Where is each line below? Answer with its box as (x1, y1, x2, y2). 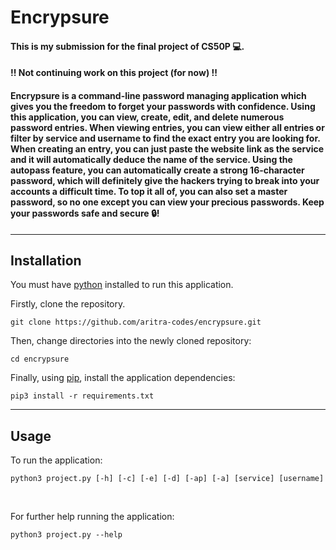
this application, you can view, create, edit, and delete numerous (10, 111, 285, 123)
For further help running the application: (10, 511, 175, 523)
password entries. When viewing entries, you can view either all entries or (10, 121, 325, 133)
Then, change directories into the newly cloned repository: (10, 335, 252, 347)
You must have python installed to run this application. (10, 279, 234, 291)
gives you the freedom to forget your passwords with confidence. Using (10, 100, 316, 112)
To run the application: (10, 454, 103, 466)
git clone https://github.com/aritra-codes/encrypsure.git (10, 317, 262, 328)
